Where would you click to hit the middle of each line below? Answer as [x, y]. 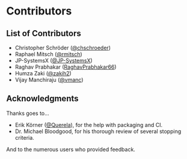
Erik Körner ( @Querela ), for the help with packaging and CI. [89, 125]
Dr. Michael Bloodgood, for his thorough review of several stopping [98, 131]
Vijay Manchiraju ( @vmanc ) [49, 80]
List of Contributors [44, 33]
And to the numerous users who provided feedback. [71, 149]
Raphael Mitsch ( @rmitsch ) [48, 54]
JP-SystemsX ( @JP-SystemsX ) [54, 61]
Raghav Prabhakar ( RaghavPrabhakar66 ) [66, 67]
